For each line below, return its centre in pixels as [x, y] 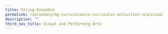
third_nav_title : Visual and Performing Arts [53, 24]
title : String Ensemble [30, 10]
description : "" [22, 19]
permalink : [16, 14]
